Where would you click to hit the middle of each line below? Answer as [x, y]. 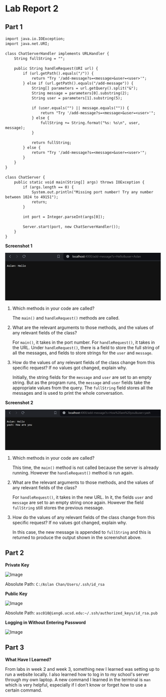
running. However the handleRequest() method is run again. [73, 472]
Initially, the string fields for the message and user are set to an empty [82, 377]
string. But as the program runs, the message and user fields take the [81, 383]
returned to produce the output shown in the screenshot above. [77, 537]
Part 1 [14, 27]
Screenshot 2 [19, 403]
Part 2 [15, 553]
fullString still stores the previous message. [58, 508]
